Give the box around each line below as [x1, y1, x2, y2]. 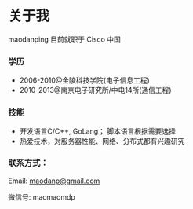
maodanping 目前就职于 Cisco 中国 [8, 35, 122, 44]
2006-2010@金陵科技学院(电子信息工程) [19, 75, 151, 85]
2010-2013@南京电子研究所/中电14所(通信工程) [19, 86, 172, 95]
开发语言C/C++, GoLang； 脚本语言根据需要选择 [19, 126, 177, 136]
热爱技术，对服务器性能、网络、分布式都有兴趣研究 [19, 136, 185, 145]
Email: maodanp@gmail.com [8, 176, 100, 185]
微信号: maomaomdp [8, 192, 76, 201]
